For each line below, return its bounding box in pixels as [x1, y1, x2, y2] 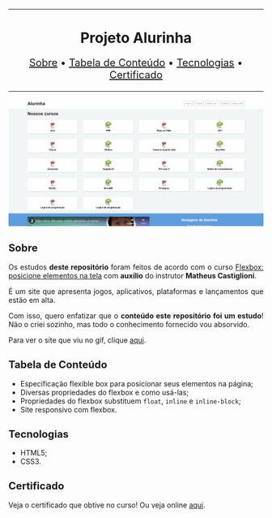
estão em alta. [8, 296, 56, 305]
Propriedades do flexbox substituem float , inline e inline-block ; [19, 395, 241, 406]
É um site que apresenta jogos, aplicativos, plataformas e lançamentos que [8, 287, 264, 296]
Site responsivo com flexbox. [19, 404, 117, 414]
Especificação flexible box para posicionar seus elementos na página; [19, 378, 253, 388]
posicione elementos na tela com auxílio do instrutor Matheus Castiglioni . [8, 271, 257, 281]
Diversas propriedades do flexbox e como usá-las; [19, 387, 189, 397]
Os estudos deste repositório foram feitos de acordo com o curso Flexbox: [8, 262, 264, 272]
